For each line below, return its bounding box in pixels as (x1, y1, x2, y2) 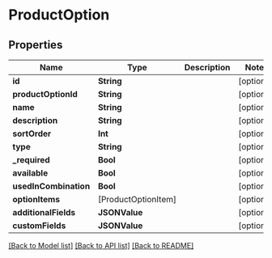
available (12, 167, 49, 179)
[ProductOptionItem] (97, 194, 176, 205)
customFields (12, 220, 66, 231)
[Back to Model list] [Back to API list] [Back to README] (8, 241, 194, 250)
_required (12, 154, 50, 165)
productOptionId (12, 89, 79, 99)
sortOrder (12, 128, 52, 139)
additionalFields (12, 207, 76, 218)
